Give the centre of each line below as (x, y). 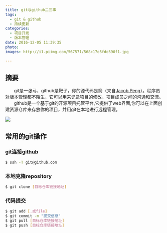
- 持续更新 (20, 24)
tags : (11, 15)
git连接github (22, 152)
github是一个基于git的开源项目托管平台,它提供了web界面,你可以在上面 (86, 103)
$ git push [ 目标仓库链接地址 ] (35, 225)
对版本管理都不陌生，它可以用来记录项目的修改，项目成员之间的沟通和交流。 (84, 97)
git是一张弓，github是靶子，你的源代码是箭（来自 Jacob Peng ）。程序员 (87, 91)
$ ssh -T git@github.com (31, 162)
